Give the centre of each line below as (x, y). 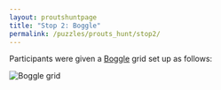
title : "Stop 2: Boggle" (55, 26)
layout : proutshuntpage (53, 17)
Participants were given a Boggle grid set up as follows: (111, 59)
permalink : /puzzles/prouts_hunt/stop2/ (85, 34)
